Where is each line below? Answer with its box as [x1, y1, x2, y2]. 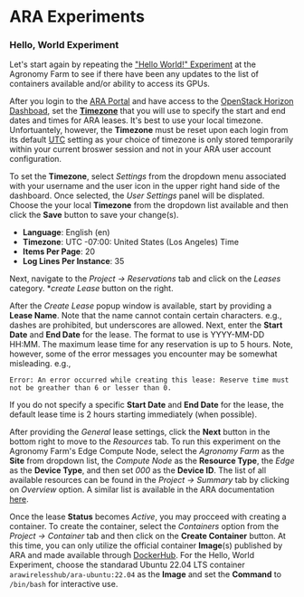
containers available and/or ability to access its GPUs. [9, 79, 211, 90]
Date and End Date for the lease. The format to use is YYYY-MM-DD [9, 329, 265, 340]
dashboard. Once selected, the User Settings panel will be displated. [9, 190, 265, 201]
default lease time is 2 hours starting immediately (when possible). [9, 409, 258, 420]
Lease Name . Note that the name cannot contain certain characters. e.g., [9, 310, 282, 321]
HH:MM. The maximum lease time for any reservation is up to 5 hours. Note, [9, 339, 294, 350]
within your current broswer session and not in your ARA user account [9, 144, 271, 155]
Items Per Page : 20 [22, 246, 96, 257]
